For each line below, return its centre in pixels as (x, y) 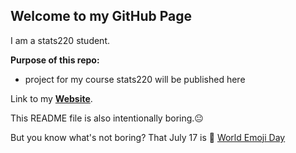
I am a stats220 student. (60, 40)
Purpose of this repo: (55, 60)
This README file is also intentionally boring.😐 (107, 118)
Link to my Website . (51, 98)
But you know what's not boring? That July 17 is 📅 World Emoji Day (148, 137)
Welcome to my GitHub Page (101, 16)
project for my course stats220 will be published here (135, 79)
